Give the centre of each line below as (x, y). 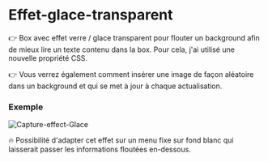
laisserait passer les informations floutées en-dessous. (100, 149)
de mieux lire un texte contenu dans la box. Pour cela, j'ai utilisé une (121, 49)
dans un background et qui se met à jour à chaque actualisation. (115, 86)
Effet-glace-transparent (91, 15)
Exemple (26, 107)
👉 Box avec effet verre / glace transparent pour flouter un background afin (134, 37)
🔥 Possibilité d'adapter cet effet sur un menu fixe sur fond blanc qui (121, 140)
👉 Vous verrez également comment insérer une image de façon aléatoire (131, 74)
